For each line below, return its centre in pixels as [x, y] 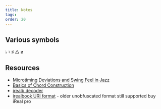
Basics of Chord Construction [43, 85]
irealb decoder [28, 91]
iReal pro [22, 101]
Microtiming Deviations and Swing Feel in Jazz [61, 80]
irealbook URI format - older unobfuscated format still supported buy [84, 96]
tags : [11, 15]
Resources [22, 68]
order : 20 [16, 19]
